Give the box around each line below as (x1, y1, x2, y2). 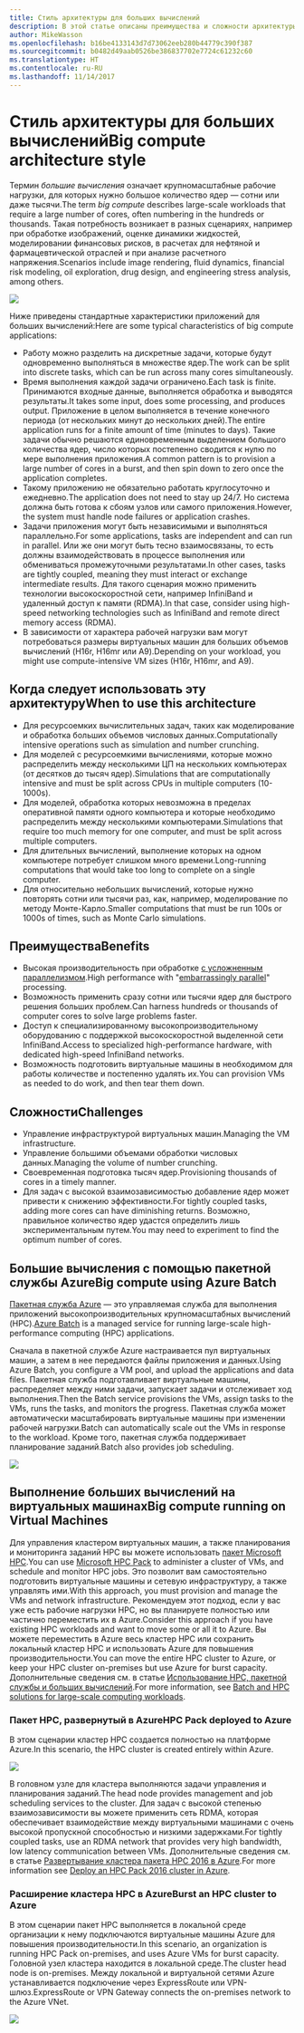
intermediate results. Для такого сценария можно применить (22, 578, 257, 589)
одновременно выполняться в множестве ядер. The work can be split (22, 357, 290, 368)
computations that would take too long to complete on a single (22, 864, 256, 875)
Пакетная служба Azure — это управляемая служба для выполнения (9, 1298, 278, 1309)
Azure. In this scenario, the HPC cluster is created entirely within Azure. (9, 1744, 274, 1755)
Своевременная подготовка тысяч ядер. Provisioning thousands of (22, 1167, 278, 1178)
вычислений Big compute (9, 130, 206, 150)
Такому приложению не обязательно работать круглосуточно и (22, 482, 271, 493)
